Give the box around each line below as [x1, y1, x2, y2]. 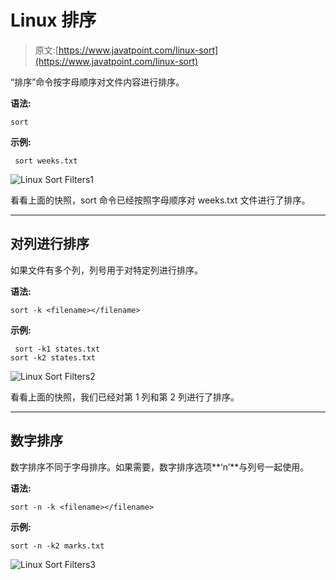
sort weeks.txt [14, 156, 78, 166]
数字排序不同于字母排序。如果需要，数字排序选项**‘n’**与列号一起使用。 [10, 461, 310, 473]
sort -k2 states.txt [10, 352, 97, 363]
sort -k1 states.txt [14, 344, 101, 354]
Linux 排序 [10, 9, 97, 32]
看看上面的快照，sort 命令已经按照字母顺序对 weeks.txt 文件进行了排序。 [10, 194, 311, 206]
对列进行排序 [10, 236, 90, 253]
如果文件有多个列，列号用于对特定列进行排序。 [10, 264, 203, 276]
